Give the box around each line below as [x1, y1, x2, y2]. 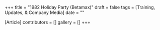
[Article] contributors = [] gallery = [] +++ [5, 19, 91, 25]
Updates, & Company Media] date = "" [5, 9, 85, 15]
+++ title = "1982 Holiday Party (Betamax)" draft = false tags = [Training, [5, 4, 155, 10]
